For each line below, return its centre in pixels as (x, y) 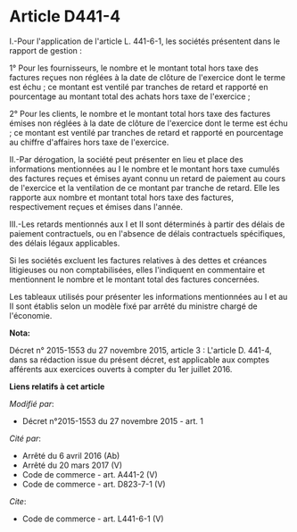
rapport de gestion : (46, 50)
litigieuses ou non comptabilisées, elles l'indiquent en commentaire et (137, 270)
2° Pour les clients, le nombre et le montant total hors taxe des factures (140, 113)
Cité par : (25, 438)
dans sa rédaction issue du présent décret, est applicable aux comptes (140, 360)
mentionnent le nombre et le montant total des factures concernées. (135, 279)
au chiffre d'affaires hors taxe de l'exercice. (89, 142)
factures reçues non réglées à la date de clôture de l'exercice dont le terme (147, 77)
